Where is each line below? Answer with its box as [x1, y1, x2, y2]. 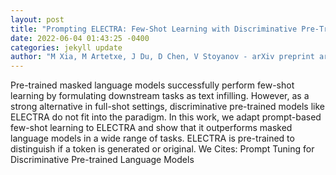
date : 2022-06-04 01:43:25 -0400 [10, 33, 150, 43]
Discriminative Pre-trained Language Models [10, 154, 195, 166]
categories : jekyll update [10, 42, 123, 53]
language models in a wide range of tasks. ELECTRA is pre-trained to [10, 132, 295, 145]
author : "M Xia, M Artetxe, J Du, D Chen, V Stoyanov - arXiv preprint [10, 52, 315, 62]
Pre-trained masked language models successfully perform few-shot [10, 79, 295, 91]
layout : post [10, 14, 65, 25]
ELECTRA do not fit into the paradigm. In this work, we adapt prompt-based [10, 111, 322, 123]
